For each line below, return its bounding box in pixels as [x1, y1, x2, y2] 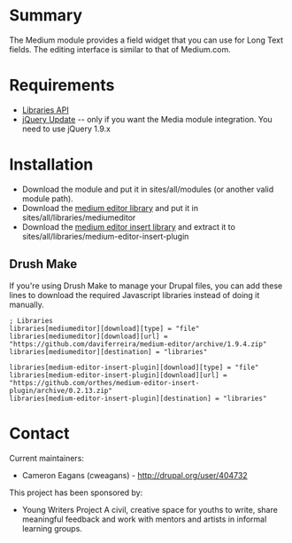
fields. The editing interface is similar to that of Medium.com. [9, 43, 232, 54]
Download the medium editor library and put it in [21, 202, 199, 213]
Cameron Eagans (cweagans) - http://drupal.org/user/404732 [21, 469, 248, 480]
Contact [9, 423, 70, 444]
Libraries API [21, 104, 69, 115]
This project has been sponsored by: [9, 487, 143, 498]
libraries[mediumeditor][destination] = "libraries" [9, 347, 208, 356]
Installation [9, 154, 94, 175]
